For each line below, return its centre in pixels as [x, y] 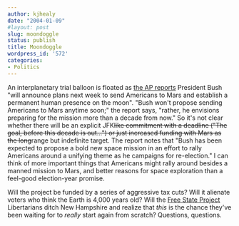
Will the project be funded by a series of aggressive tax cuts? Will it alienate [119, 192]
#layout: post [29, 27]
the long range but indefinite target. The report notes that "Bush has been [115, 140]
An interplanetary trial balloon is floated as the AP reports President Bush [115, 87]
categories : [25, 61]
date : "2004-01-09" [36, 21]
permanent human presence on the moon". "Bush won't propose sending [115, 102]
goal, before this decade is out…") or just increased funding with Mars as [115, 133]
